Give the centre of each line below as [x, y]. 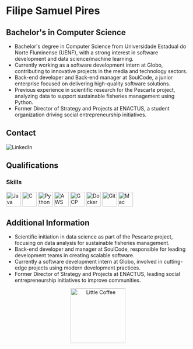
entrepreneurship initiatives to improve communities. [78, 280]
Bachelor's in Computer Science [66, 32]
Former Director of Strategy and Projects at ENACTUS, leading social [97, 274]
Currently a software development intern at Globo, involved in [88, 262]
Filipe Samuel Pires [53, 11]
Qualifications [32, 166]
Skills [14, 182]
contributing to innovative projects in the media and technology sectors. [101, 71]
